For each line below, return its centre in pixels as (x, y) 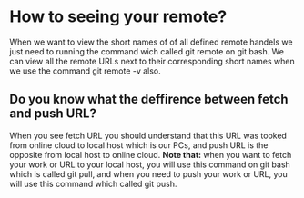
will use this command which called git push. (93, 183)
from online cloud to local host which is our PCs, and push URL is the (139, 145)
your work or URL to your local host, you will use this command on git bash (150, 164)
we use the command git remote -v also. (85, 71)
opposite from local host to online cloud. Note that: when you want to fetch (151, 154)
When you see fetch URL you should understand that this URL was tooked (148, 135)
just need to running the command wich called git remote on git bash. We (147, 51)
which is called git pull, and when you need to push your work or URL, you (149, 173)
